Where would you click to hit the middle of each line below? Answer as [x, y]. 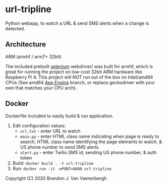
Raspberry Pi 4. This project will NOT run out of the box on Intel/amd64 [79, 77]
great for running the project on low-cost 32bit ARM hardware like [74, 72]
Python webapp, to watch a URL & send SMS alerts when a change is [77, 23]
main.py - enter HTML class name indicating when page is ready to [90, 136]
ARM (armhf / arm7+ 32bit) [33, 56]
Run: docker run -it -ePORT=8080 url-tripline [62, 168]
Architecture [26, 45]
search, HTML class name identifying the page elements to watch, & [91, 142]
